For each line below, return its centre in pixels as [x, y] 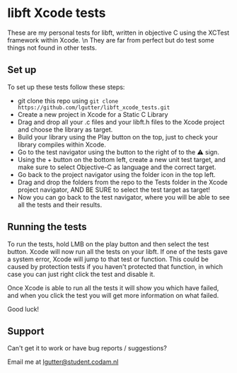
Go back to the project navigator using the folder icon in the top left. [116, 174]
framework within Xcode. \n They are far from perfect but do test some [111, 40]
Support [26, 331]
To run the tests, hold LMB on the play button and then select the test [108, 244]
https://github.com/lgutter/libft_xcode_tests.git [94, 108]
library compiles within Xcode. [62, 144]
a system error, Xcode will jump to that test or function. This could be [108, 259]
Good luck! [23, 309]
